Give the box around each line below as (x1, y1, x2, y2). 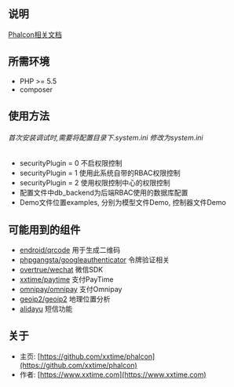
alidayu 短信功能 (19, 305, 73, 314)
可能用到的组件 (8, 223, 81, 236)
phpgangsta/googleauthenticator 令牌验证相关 (19, 255, 170, 265)
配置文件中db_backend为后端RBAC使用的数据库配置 (19, 188, 188, 198)
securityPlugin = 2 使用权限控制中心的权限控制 (19, 178, 170, 188)
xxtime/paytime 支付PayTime (19, 275, 114, 284)
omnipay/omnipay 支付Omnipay (19, 285, 122, 294)
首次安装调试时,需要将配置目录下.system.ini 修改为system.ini (8, 133, 204, 142)
